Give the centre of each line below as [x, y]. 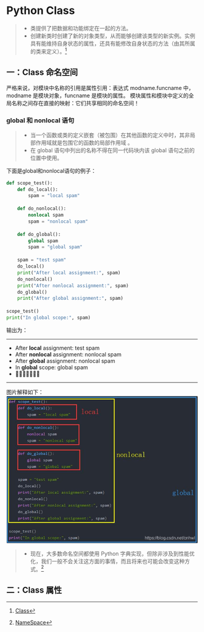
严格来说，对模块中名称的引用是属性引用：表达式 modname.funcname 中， [100, 88]
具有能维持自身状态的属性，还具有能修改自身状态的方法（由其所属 [113, 43]
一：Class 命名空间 [42, 72]
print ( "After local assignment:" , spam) [69, 273]
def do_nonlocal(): [42, 209]
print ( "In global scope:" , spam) [49, 318]
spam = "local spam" [54, 196]
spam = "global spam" [56, 247]
